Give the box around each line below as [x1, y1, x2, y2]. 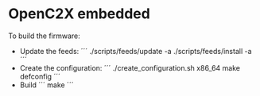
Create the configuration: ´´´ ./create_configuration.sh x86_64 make [19, 63, 241, 72]
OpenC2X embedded [8, 5, 151, 23]
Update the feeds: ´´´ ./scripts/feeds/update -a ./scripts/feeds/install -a [19, 46, 252, 56]
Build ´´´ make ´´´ [19, 80, 74, 90]
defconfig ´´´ [19, 71, 61, 81]
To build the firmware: [8, 31, 81, 40]
